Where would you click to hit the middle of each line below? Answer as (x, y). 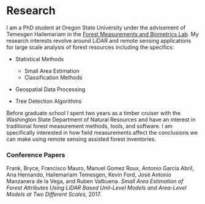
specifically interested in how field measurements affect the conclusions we (102, 132)
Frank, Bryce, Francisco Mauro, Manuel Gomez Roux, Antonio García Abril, (100, 168)
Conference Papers (36, 155)
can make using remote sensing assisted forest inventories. (81, 139)
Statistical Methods (39, 59)
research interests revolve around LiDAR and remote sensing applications (99, 40)
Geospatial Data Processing (50, 89)
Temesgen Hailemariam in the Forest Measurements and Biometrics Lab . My (102, 34)
